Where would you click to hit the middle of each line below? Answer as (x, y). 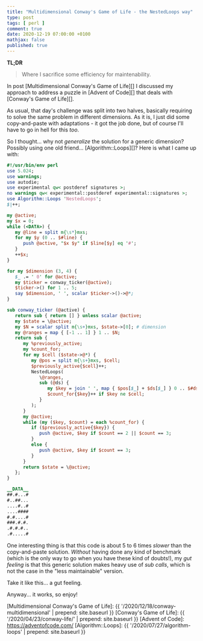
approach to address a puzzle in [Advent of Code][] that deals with (90, 92)
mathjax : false (26, 40)
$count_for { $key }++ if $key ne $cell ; (96, 394)
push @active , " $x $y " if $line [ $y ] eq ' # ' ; (80, 244)
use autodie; (23, 182)
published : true (27, 46)
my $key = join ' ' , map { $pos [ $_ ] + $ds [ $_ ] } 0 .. (116, 389)
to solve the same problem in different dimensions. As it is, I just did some (98, 117)
